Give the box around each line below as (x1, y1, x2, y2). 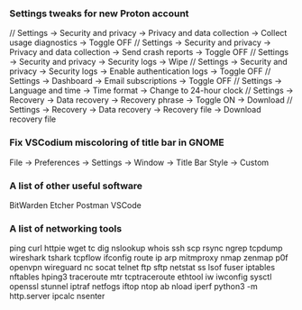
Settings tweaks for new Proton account (9, 7, 189, 20)
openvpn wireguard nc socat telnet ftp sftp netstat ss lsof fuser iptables (9, 262, 276, 273)
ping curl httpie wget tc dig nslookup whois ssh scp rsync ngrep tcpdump (9, 242, 283, 254)
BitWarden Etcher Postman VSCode (9, 199, 142, 210)
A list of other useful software (9, 179, 142, 192)
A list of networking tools (9, 222, 123, 234)
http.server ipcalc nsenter (9, 291, 105, 302)
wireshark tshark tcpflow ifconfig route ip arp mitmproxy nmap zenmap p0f (9, 252, 288, 263)
